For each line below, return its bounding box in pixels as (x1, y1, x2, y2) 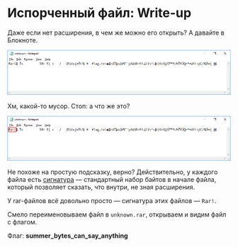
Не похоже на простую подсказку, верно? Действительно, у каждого (7, 168, 218, 176)
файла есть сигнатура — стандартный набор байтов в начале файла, (7, 176, 217, 184)
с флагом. (7, 218, 38, 226)
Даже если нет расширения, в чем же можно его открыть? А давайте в (7, 28, 225, 37)
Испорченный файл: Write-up (7, 5, 192, 21)
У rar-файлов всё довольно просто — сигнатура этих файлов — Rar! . (7, 197, 217, 205)
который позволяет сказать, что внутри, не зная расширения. (7, 183, 195, 192)
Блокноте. (7, 35, 38, 44)
